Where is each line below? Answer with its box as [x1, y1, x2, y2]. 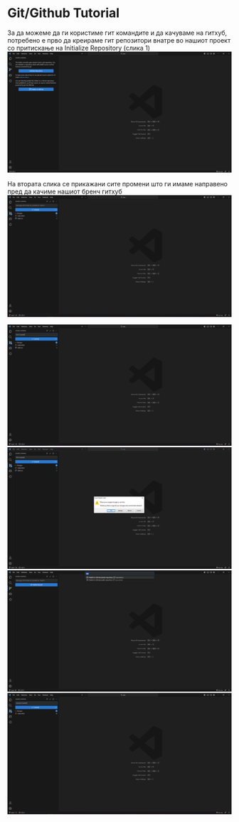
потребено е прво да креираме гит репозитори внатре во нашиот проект [7, 36, 231, 44]
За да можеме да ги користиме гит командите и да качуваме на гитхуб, [7, 28, 228, 37]
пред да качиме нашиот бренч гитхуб [7, 187, 122, 196]
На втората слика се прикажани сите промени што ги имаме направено [7, 180, 228, 188]
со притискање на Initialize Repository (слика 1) [7, 43, 151, 52]
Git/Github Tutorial [7, 5, 119, 21]
